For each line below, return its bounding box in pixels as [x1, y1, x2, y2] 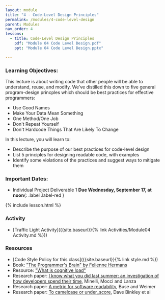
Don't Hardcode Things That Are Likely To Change [12, 126, 119, 132]
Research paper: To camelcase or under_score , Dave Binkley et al [12, 289, 151, 295]
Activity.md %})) [12, 232, 47, 238]
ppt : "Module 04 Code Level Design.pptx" [14, 45, 103, 51]
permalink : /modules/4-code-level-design [5, 17, 95, 22]
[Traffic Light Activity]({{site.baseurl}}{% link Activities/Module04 [12, 226, 151, 233]
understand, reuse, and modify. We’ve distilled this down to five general [5, 84, 156, 90]
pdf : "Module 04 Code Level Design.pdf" [14, 41, 101, 46]
